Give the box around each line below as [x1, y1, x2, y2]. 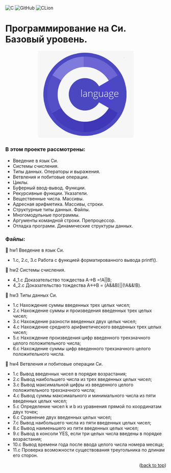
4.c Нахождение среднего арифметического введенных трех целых [12, 324, 162, 330]
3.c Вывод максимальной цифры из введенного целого [12, 381, 134, 388]
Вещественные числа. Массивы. [12, 195, 84, 201]
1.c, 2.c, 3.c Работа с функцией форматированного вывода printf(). [12, 257, 158, 263]
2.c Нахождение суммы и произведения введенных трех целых [12, 307, 152, 313]
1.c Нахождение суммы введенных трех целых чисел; [12, 302, 131, 308]
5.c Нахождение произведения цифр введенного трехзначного [12, 334, 151, 341]
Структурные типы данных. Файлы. [12, 206, 90, 212]
